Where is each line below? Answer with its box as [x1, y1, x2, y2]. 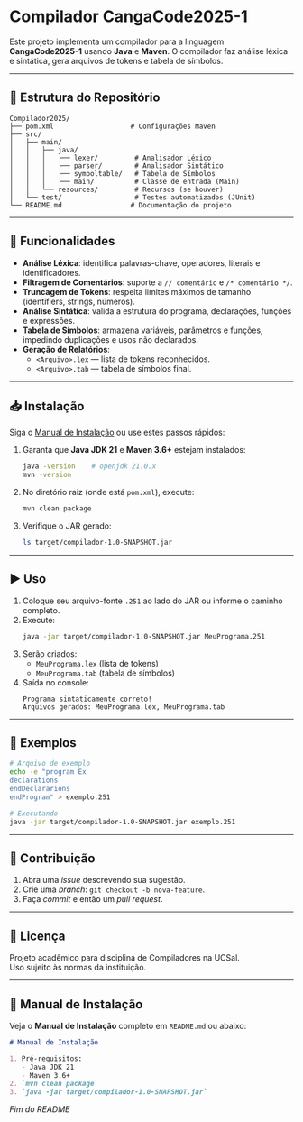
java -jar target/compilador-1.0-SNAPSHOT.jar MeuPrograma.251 [22, 631, 266, 641]
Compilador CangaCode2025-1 [9, 6, 248, 27]
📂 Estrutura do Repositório [9, 90, 161, 106]
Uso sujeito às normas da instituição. [9, 962, 147, 973]
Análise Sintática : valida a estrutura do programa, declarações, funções [22, 305, 292, 317]
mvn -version [22, 471, 72, 480]
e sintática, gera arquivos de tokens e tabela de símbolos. [9, 55, 224, 66]
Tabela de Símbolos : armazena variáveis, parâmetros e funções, [22, 325, 263, 336]
